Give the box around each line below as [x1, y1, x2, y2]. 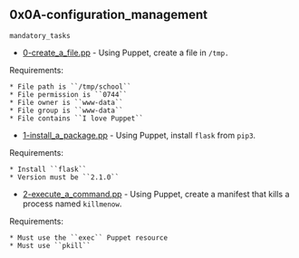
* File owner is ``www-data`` [9, 98, 124, 107]
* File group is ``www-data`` [9, 106, 124, 115]
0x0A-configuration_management [9, 7, 208, 23]
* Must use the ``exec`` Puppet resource [9, 233, 169, 243]
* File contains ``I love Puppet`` [9, 113, 144, 123]
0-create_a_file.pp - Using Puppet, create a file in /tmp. [22, 47, 229, 58]
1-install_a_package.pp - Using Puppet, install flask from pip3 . [22, 129, 256, 140]
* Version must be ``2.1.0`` [9, 172, 120, 182]
